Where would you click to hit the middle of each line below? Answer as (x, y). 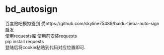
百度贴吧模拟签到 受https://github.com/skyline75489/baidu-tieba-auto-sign (82, 23)
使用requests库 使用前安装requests (41, 36)
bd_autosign (32, 9)
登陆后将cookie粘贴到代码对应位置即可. (45, 47)
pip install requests (25, 41)
